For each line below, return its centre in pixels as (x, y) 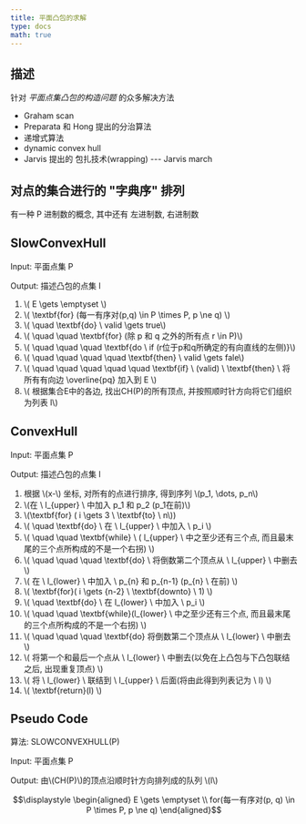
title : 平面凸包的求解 (49, 18)
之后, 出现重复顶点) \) (63, 668)
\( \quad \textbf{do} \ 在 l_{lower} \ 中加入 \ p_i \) (114, 602)
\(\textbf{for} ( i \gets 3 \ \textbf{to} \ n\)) (100, 514)
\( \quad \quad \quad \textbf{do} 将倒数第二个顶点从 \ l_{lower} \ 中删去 (157, 636)
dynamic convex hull (62, 148)
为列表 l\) (41, 402)
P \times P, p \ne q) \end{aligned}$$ (154, 810)
